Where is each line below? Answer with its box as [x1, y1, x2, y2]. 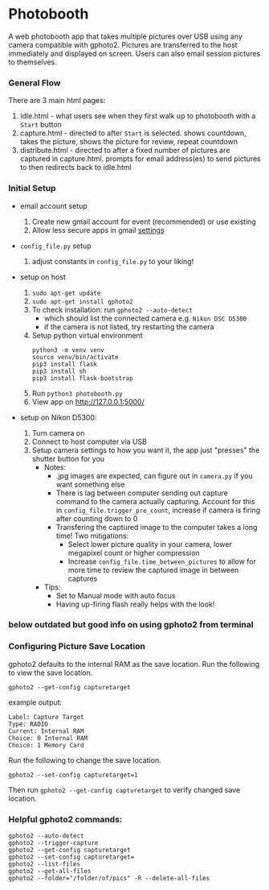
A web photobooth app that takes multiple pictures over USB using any [8, 31, 243, 41]
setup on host [19, 271, 66, 282]
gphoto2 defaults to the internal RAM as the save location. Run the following [8, 659, 260, 669]
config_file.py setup [19, 241, 92, 250]
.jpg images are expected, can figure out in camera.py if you [55, 470, 253, 480]
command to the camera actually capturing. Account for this [55, 496, 255, 506]
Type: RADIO [8, 720, 48, 728]
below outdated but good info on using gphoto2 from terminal [8, 619, 254, 631]
